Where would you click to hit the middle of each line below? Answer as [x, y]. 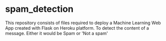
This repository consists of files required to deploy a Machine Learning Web [83, 23]
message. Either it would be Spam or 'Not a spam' [57, 33]
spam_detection [39, 9]
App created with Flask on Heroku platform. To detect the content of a [77, 28]
